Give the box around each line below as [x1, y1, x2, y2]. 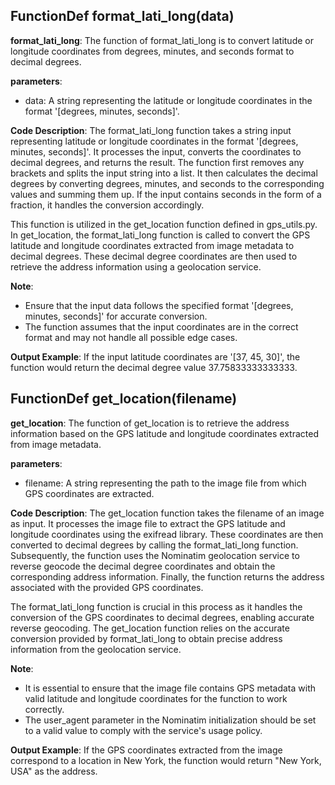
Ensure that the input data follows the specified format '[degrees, [24, 299, 294, 311]
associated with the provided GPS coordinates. [10, 581, 204, 593]
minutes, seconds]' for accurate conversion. [24, 310, 208, 322]
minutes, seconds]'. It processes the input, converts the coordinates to [10, 145, 302, 158]
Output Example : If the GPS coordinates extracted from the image [10, 744, 283, 756]
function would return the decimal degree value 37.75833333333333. [10, 361, 298, 373]
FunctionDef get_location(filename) [10, 390, 238, 408]
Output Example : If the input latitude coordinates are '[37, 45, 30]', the [10, 350, 301, 363]
